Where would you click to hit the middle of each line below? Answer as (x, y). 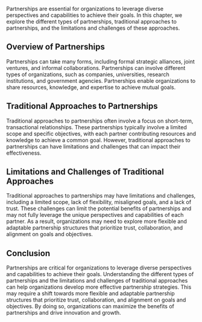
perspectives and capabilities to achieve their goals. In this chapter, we (94, 15)
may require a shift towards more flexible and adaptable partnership (90, 294)
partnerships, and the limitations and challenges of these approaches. (93, 28)
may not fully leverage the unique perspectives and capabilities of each (95, 215)
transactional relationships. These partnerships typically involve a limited (96, 127)
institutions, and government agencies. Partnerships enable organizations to (101, 80)
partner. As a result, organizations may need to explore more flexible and (96, 221)
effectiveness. (24, 153)
